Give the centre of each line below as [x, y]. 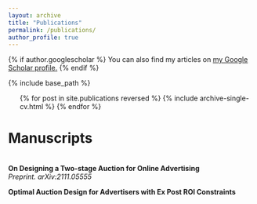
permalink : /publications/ [52, 30]
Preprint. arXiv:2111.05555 [50, 177]
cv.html [31, 107]
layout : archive [34, 15]
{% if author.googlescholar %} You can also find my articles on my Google [128, 60]
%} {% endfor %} [73, 107]
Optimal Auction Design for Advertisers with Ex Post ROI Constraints [122, 192]
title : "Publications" [45, 23]
